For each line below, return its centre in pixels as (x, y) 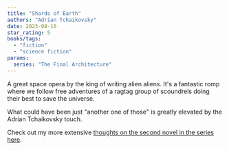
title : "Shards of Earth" (44, 13)
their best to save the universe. (51, 98)
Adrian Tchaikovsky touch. (45, 119)
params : (18, 58)
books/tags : (24, 39)
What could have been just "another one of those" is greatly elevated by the (115, 112)
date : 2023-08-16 (32, 26)
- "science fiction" (43, 52)
